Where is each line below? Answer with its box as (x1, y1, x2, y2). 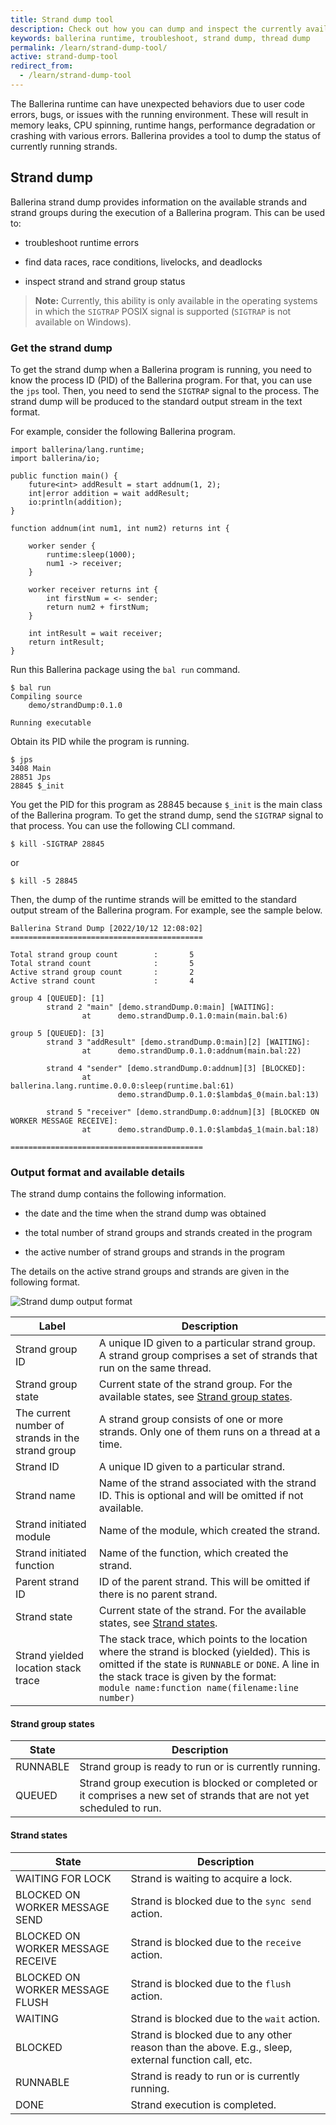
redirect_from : (10, 61, 74, 71)
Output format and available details (10, 1165, 186, 1179)
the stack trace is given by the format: (98, 1670, 277, 1684)
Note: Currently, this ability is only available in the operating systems (34, 294, 318, 306)
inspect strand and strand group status (24, 275, 186, 287)
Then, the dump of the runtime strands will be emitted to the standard (10, 893, 297, 905)
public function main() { (10, 471, 118, 481)
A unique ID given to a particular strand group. (98, 1336, 316, 1350)
